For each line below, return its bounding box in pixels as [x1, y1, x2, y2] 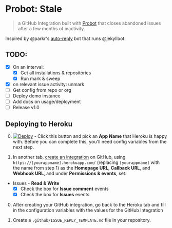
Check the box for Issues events [20, 192, 90, 198]
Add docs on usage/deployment [12, 98, 81, 105]
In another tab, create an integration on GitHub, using [12, 154, 126, 160]
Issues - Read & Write [12, 180, 60, 186]
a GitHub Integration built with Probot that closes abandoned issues [17, 20, 161, 26]
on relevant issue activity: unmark [12, 81, 85, 87]
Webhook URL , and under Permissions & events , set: [12, 170, 127, 177]
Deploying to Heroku [5, 119, 73, 128]
